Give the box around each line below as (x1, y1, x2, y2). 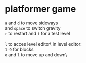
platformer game (5, 3, 76, 15)
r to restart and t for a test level (5, 30, 70, 36)
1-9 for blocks (5, 46, 34, 52)
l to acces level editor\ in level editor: (5, 41, 82, 47)
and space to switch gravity (5, 25, 61, 31)
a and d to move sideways (5, 20, 58, 26)
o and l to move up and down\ (5, 51, 67, 58)
